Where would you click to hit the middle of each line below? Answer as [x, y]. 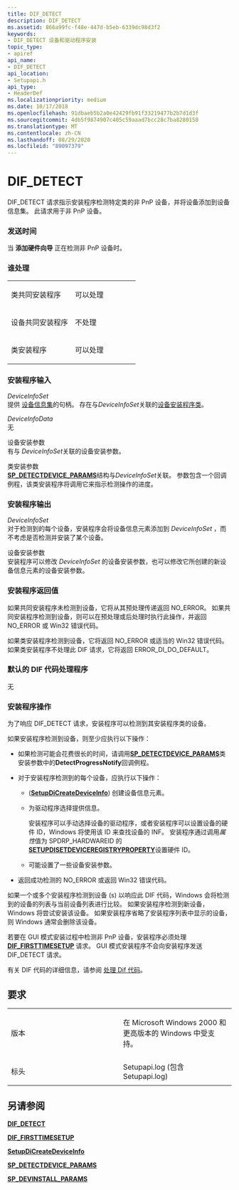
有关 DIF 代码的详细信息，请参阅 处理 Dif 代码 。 [77, 970]
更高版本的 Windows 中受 [166, 1033]
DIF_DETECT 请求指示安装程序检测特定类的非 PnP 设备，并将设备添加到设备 [118, 202]
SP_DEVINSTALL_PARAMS [47, 1179]
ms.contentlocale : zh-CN [44, 133]
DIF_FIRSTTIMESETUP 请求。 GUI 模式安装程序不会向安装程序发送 [105, 946]
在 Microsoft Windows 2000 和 [175, 1022]
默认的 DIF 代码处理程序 [48, 670]
